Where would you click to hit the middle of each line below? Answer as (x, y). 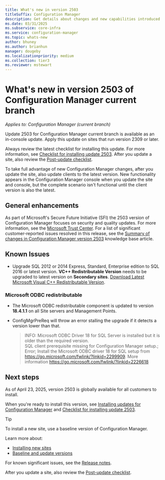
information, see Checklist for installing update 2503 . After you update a (79, 154)
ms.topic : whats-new (26, 38)
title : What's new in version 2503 (42, 10)
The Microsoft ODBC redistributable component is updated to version (83, 305)
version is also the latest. (30, 190)
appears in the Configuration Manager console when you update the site (79, 180)
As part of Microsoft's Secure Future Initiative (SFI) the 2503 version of (77, 217)
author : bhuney (21, 42)
